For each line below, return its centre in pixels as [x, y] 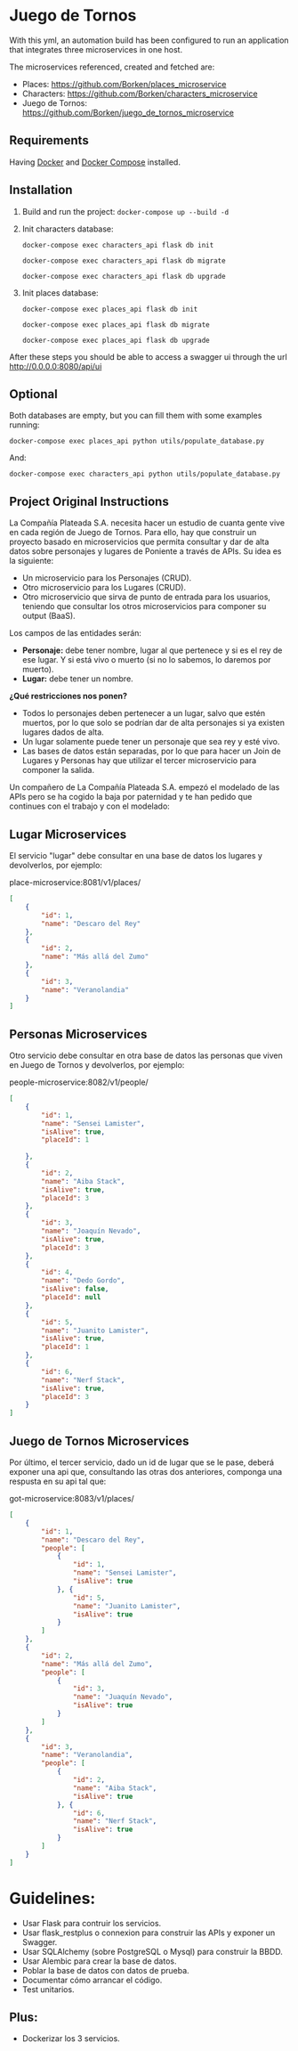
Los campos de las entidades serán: [76, 633]
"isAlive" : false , [75, 1289]
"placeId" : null [71, 1298]
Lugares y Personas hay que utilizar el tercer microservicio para [139, 761]
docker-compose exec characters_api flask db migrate [124, 260]
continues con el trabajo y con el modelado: [90, 806]
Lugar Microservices [68, 834]
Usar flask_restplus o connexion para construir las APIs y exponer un [149, 1933]
